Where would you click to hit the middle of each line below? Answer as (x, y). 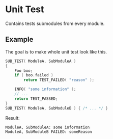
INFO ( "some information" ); (45, 89)
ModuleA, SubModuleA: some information (48, 127)
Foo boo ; (24, 71)
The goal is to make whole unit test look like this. (56, 51)
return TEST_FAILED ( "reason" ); (59, 80)
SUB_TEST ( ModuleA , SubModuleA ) (41, 61)
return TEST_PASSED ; (36, 99)
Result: (12, 118)
